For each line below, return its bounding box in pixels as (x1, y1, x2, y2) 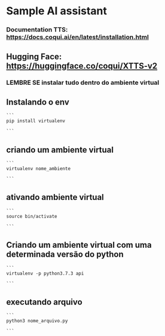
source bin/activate (6, 213, 58, 219)
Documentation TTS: (6, 26, 68, 34)
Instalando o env (6, 97, 70, 107)
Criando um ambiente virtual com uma (6, 240, 152, 250)
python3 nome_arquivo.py (6, 318, 68, 324)
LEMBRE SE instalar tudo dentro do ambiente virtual (6, 79, 160, 87)
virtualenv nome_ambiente (6, 166, 71, 172)
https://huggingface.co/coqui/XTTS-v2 (6, 61, 158, 71)
